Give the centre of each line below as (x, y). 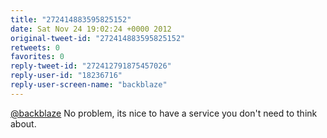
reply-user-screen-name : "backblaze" (89, 85)
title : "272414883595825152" (71, 19)
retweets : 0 (35, 47)
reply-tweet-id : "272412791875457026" (91, 66)
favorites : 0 (37, 57)
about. (23, 123)
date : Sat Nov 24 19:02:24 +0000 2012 (91, 29)
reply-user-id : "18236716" (66, 76)
